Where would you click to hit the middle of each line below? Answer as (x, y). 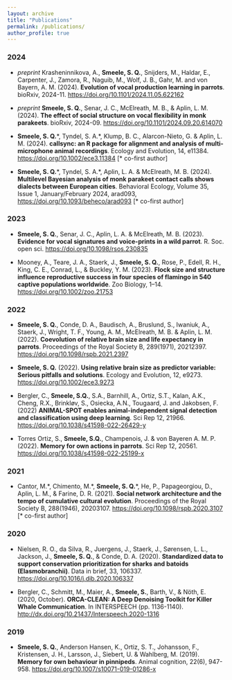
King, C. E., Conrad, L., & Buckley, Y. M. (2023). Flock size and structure (121, 269)
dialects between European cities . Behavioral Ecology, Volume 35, (113, 186)
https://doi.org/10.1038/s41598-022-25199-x (81, 453)
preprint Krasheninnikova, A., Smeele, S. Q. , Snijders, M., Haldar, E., (114, 72)
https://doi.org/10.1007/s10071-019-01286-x (94, 669)
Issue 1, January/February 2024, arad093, (77, 193)
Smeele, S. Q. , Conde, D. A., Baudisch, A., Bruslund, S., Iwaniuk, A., (113, 325)
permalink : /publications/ (46, 26)
